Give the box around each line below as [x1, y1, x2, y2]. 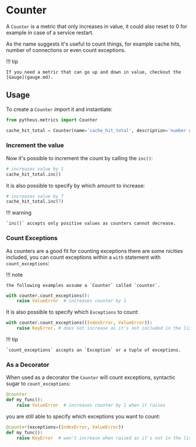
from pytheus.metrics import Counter [6, 117, 98, 123]
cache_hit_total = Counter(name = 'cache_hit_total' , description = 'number [6, 127, 187, 133]
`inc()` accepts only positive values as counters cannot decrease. [6, 220, 176, 227]
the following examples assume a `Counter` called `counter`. [6, 282, 160, 288]
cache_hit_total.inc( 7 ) [6, 199, 64, 205]
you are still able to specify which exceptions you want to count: [6, 413, 160, 420]
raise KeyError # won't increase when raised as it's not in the [16, 435, 181, 441]
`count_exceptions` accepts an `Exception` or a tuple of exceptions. [6, 347, 181, 354]
